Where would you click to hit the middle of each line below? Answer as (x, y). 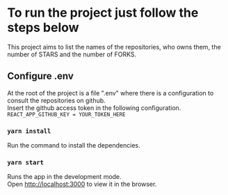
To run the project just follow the (103, 13)
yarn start (25, 162)
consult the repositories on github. (56, 100)
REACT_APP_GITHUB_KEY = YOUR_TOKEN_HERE (67, 114)
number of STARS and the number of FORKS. (72, 54)
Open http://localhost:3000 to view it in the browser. (82, 184)
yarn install (29, 131)
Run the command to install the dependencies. (74, 146)
